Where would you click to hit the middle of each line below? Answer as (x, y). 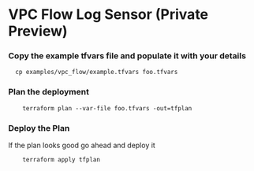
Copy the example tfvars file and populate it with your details (127, 56)
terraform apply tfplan (62, 160)
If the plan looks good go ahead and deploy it (82, 145)
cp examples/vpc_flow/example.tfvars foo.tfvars (97, 72)
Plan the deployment (49, 92)
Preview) (38, 31)
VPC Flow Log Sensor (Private (108, 15)
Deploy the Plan (39, 128)
